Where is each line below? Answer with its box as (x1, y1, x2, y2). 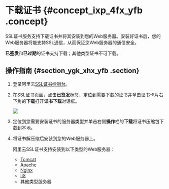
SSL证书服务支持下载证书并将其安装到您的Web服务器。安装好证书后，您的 (5, 33, 161, 39)
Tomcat (20, 156, 37, 162)
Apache (20, 162, 37, 168)
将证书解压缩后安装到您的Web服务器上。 (12, 135, 98, 141)
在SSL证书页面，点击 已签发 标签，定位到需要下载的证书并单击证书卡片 (12, 92, 159, 98)
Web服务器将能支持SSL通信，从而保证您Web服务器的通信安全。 (5, 39, 140, 46)
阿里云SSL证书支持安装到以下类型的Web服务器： (12, 146, 115, 152)
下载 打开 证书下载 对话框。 (26, 98, 80, 104)
